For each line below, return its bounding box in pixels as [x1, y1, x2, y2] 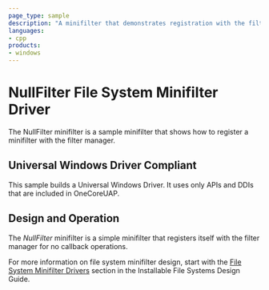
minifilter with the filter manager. [8, 135, 116, 145]
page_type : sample [8, 11, 70, 20]
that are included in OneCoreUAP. [8, 188, 120, 198]
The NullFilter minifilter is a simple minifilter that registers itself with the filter [8, 233, 260, 243]
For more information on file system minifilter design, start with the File [8, 257, 242, 267]
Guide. [8, 274, 30, 284]
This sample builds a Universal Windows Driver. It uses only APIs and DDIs [8, 179, 254, 189]
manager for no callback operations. [8, 241, 128, 251]
